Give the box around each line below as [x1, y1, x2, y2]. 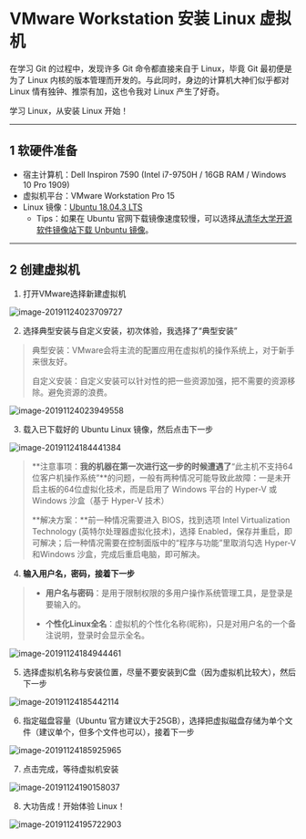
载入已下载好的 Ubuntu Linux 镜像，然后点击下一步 [22, 423, 214, 434]
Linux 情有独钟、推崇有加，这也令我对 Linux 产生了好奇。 [9, 86, 225, 97]
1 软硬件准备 [9, 143, 78, 159]
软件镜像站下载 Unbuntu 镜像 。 [36, 224, 154, 235]
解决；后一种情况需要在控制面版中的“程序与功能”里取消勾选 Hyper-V [39, 537, 297, 548]
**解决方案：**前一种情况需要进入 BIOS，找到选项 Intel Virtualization [31, 514, 291, 525]
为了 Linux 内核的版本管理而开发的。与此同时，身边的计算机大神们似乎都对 [9, 74, 290, 85]
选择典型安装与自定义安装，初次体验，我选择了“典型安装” [22, 325, 239, 336]
